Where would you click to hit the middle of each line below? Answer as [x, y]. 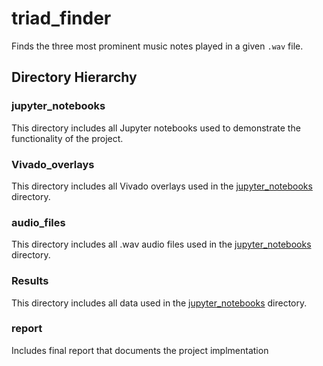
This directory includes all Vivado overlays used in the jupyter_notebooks [162, 186]
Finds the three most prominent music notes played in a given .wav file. [157, 46]
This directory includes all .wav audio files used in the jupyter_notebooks [161, 244]
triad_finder [61, 18]
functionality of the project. [67, 138]
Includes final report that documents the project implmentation [140, 350]
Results [30, 281]
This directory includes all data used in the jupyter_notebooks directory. [159, 303]
